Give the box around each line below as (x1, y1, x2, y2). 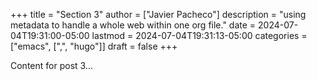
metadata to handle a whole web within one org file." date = (10, 19, 257, 31)
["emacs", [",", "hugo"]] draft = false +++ (10, 40, 178, 52)
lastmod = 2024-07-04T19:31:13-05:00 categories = (91, 30, 308, 41)
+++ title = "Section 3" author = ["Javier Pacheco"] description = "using (10, 9, 307, 20)
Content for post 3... (10, 60, 93, 71)
